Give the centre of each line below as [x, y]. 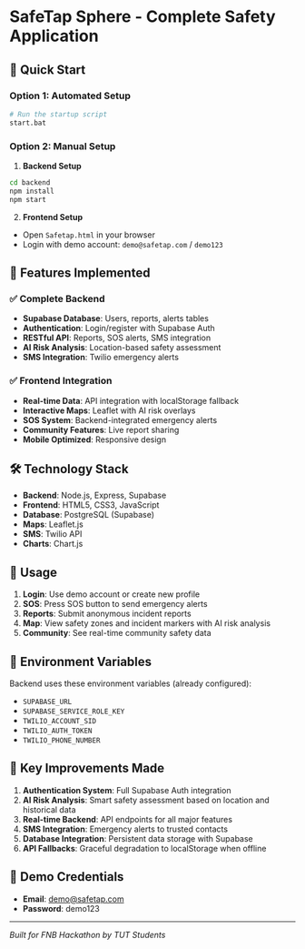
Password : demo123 [61, 908]
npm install [32, 191]
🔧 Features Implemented [80, 273]
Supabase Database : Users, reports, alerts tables [115, 318]
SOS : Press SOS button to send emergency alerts [115, 604]
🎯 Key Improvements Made [87, 768]
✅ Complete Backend [58, 298]
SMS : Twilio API [52, 534]
